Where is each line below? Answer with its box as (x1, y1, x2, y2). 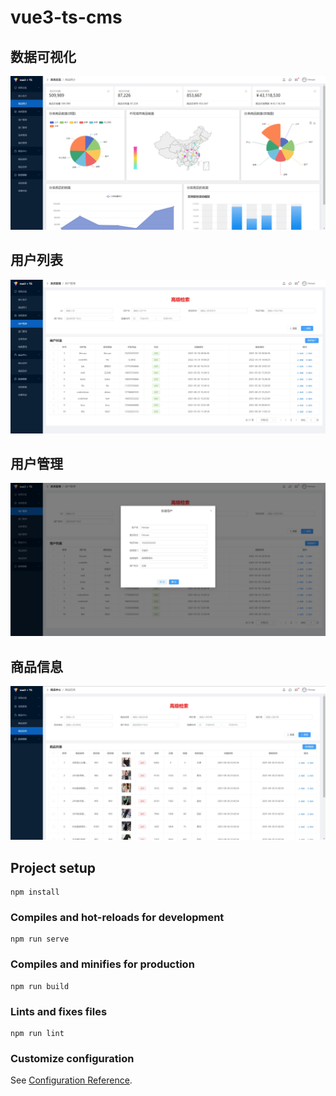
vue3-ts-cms (10, 6, 123, 29)
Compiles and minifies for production (10, 957, 195, 971)
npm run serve (10, 934, 70, 945)
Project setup (10, 859, 97, 876)
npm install (10, 887, 60, 898)
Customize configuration (10, 1051, 135, 1065)
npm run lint (10, 1029, 65, 1039)
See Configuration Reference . (10, 1074, 133, 1086)
